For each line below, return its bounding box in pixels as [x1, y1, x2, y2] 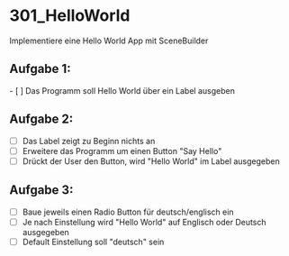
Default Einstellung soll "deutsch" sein [22, 236, 165, 247]
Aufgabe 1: [9, 61, 71, 77]
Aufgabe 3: [9, 182, 74, 198]
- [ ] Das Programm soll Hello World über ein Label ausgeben [9, 85, 236, 96]
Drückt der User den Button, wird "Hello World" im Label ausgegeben [22, 155, 281, 167]
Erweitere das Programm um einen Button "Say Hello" [22, 145, 222, 156]
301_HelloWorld [9, 5, 131, 26]
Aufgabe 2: [9, 112, 74, 127]
